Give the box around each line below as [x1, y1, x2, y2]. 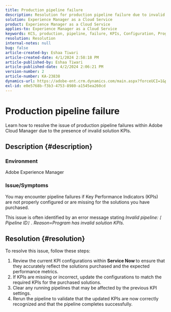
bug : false [5, 45, 28, 50]
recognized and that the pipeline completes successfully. [12, 301, 133, 307]
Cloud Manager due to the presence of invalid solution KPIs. [5, 127, 131, 134]
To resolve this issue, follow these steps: [5, 248, 91, 254]
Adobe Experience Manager [5, 169, 65, 175]
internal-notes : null [5, 41, 51, 46]
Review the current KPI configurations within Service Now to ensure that [12, 258, 165, 264]
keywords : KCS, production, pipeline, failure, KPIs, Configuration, [5, 31, 156, 36]
